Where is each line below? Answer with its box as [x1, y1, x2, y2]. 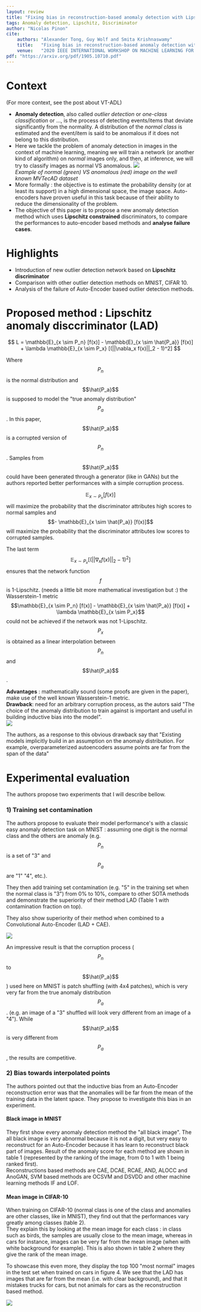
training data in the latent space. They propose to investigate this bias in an [6, 1095, 191, 1102]
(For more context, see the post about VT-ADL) [6, 99, 123, 106]
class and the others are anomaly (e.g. [6, 832, 101, 839]
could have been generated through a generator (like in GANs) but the [6, 473, 179, 480]
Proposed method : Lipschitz [6, 306, 153, 320]
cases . [14, 225, 32, 233]
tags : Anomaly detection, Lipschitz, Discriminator [6, 20, 138, 26]
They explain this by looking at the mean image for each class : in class [6, 1225, 182, 1232]
